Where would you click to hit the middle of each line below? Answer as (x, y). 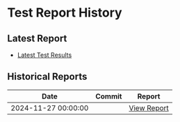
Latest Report (37, 38)
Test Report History (65, 13)
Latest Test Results (44, 55)
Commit (108, 96)
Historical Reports (47, 77)
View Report (148, 107)
